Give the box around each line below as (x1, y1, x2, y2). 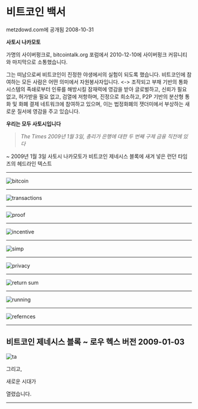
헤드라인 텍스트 (16, 160, 52, 167)
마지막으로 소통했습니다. (12, 58, 68, 65)
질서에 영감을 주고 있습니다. (16, 107, 81, 115)
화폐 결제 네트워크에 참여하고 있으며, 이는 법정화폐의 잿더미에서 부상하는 (18, 100, 184, 107)
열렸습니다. (6, 390, 32, 397)
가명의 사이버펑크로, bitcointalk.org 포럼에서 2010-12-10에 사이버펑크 (6, 51, 167, 58)
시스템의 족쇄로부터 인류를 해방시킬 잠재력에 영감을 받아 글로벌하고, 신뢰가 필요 (6, 85, 187, 93)
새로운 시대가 (6, 378, 37, 385)
